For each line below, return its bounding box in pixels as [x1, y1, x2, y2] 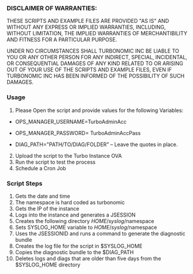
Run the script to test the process [15, 158, 96, 165]
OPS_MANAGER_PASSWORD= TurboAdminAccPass [15, 129, 141, 136]
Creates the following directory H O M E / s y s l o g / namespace [15, 217, 154, 224]
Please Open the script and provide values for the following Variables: [15, 107, 184, 114]
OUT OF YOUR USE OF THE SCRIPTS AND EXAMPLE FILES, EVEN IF [6, 66, 172, 73]
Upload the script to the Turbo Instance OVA [15, 152, 122, 159]
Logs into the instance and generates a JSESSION [15, 211, 136, 218]
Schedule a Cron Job [15, 164, 67, 171]
